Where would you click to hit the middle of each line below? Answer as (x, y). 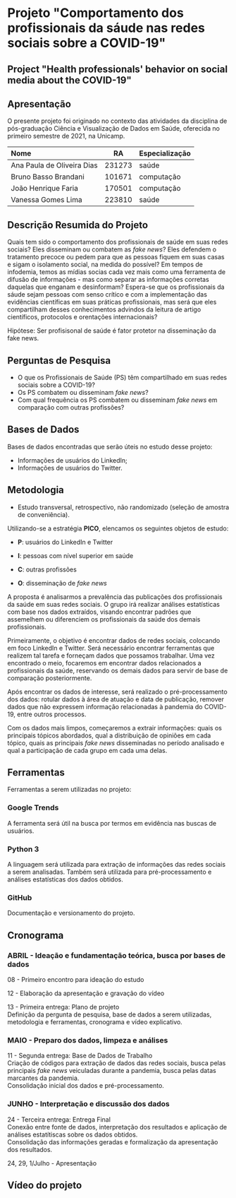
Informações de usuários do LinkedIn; (73, 460)
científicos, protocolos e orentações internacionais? (82, 317)
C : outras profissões (47, 569)
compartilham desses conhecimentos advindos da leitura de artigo (104, 309)
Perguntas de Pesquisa (59, 361)
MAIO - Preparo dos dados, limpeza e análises (88, 1040)
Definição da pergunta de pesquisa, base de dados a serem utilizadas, (110, 1014)
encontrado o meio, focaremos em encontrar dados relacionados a (105, 663)
